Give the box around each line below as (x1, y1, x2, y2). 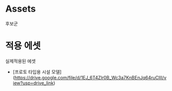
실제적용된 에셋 (5, 58, 36, 64)
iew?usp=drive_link (12, 80, 54, 86)
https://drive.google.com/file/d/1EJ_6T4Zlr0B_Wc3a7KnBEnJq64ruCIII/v (14, 74, 167, 80)
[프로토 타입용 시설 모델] (12, 69, 62, 75)
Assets (5, 3, 36, 15)
